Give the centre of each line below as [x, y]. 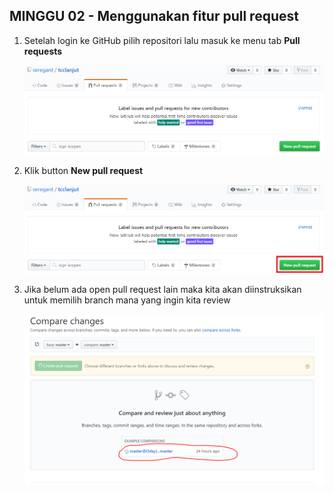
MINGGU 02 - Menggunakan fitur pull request [154, 16]
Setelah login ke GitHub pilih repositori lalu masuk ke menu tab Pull [162, 40]
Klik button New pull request [83, 170]
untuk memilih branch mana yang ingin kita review [127, 300]
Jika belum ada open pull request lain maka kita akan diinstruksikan [162, 290]
